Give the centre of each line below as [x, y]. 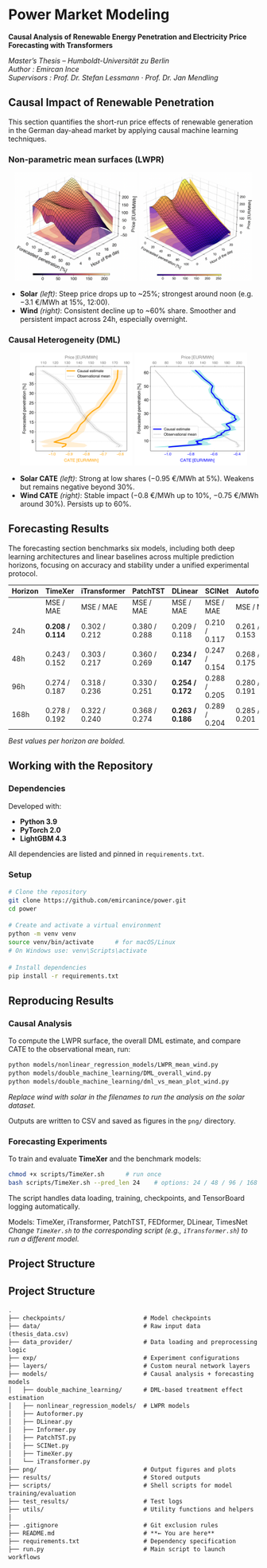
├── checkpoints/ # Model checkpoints [110, 1319]
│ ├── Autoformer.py [46, 1414]
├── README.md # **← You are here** [112, 1534]
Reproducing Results [61, 1000]
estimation [26, 1398]
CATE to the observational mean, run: [70, 1049]
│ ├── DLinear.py [41, 1422]
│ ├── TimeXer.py [41, 1454]
